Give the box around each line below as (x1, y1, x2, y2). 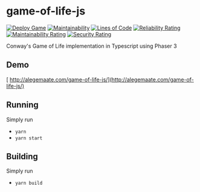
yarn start (15, 135, 43, 141)
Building (6, 151, 38, 161)
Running (6, 100, 39, 110)
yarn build (15, 180, 43, 187)
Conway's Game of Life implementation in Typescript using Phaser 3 (6, 42, 177, 50)
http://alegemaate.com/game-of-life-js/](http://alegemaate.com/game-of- (10, 75, 195, 83)
